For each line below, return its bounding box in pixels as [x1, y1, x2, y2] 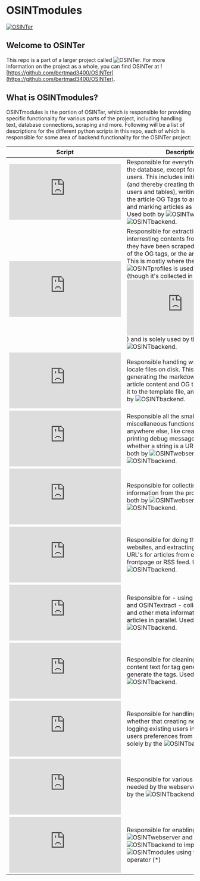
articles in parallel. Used [127, 616, 195, 624]
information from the [127, 489, 185, 497]
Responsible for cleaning [127, 655, 196, 664]
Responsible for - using [127, 593, 193, 602]
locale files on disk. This [127, 365, 194, 373]
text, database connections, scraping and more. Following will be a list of [6, 121, 185, 128]
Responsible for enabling [127, 826, 196, 834]
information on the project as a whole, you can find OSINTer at [6, 63, 160, 70]
